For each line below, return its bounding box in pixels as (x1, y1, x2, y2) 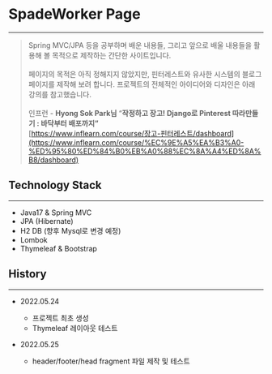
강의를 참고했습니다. (28, 89, 91, 99)
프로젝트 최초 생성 (32, 313, 89, 323)
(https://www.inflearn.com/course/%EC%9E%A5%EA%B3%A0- (28, 137, 244, 147)
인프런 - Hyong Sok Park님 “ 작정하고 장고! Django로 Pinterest (28, 108, 231, 118)
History (8, 267, 47, 281)
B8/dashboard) (28, 155, 79, 165)
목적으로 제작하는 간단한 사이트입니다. (52, 50, 172, 60)
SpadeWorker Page (8, 5, 141, 24)
